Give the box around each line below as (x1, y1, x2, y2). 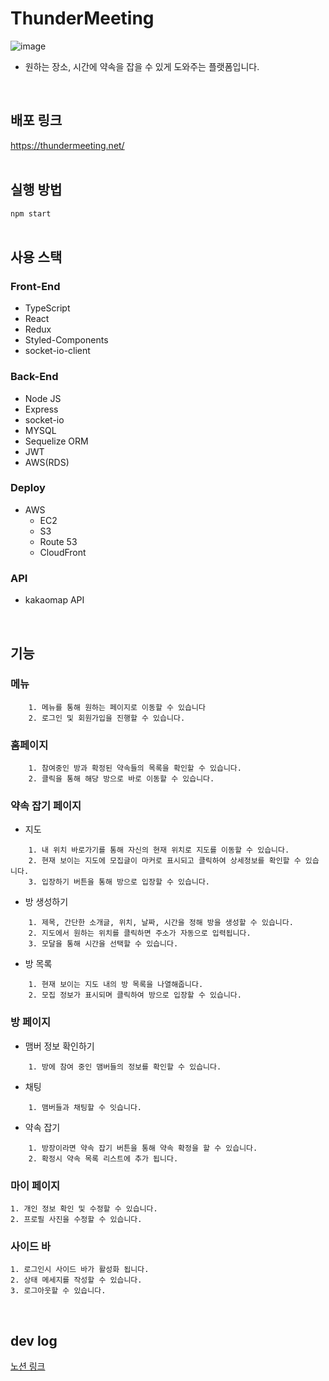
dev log (10, 1332, 58, 1349)
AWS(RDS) (24, 456, 70, 468)
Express (24, 403, 59, 415)
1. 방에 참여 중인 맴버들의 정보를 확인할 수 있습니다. (28, 1062, 222, 1072)
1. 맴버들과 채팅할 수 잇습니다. (28, 1102, 143, 1112)
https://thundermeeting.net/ (10, 139, 125, 151)
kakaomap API (24, 594, 85, 606)
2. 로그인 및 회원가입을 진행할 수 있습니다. (28, 713, 186, 723)
